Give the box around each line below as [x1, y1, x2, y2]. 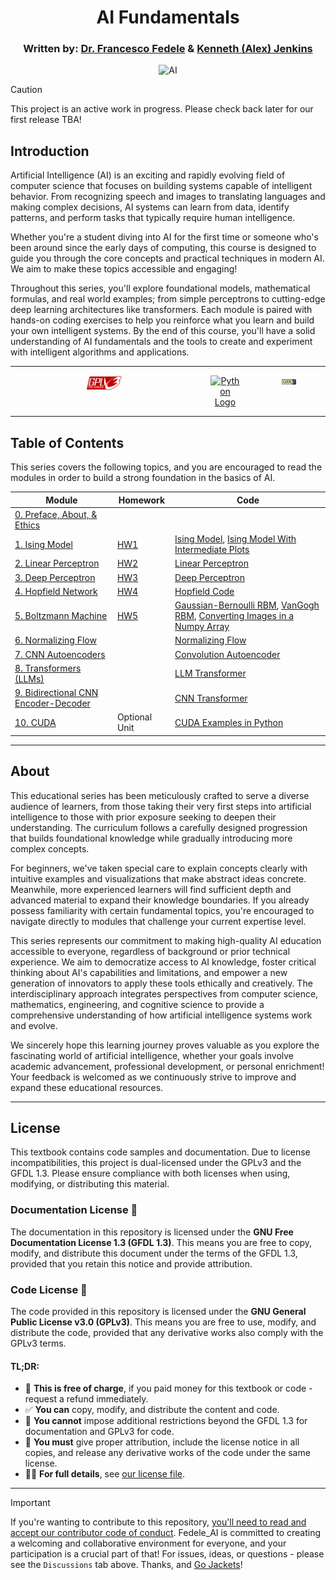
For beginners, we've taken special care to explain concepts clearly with [10, 862, 308, 874]
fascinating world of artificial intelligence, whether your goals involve [10, 1049, 295, 1061]
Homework [118, 494, 166, 506]
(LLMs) [14, 672, 45, 685]
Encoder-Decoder [14, 697, 91, 710]
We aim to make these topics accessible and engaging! [10, 263, 238, 275]
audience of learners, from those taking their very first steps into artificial [10, 800, 312, 812]
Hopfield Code [174, 585, 235, 597]
